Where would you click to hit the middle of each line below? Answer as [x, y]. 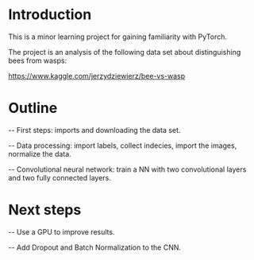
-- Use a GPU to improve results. [62, 231]
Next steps [45, 210]
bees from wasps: [38, 60]
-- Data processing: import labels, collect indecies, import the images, [123, 146]
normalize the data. [40, 153]
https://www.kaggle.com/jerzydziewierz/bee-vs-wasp [97, 76]
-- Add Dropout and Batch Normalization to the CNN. [94, 247]
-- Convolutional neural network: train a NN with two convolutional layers [127, 169]
